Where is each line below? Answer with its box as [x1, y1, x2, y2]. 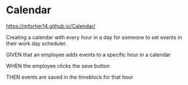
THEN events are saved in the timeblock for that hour [6, 73, 134, 80]
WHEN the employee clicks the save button [6, 62, 110, 69]
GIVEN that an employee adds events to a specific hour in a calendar [6, 51, 171, 58]
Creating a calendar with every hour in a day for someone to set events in [6, 34, 182, 40]
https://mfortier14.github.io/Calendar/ [6, 23, 95, 29]
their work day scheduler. [6, 40, 68, 47]
